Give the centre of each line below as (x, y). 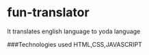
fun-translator (49, 13)
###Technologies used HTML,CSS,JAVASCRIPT (74, 44)
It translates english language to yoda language (74, 31)
